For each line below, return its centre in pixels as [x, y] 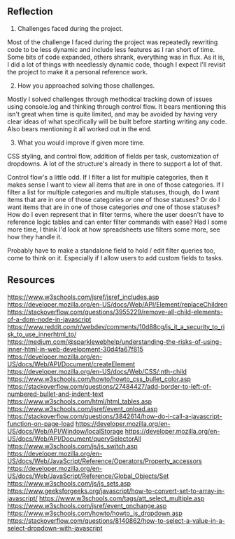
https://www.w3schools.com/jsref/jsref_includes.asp [83, 297]
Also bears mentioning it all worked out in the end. [80, 128]
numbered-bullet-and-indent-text [55, 394]
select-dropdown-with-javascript [55, 528]
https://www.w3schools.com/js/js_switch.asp [72, 446]
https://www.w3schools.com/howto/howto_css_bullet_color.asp [99, 379]
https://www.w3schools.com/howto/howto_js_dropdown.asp [95, 513]
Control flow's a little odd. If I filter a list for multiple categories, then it [108, 177]
